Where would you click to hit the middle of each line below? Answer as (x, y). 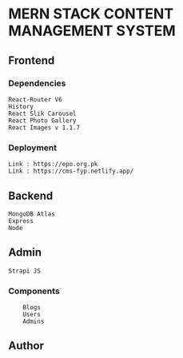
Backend (31, 195)
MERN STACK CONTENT (91, 14)
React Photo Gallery (43, 121)
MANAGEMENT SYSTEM (92, 31)
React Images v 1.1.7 (44, 127)
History (21, 106)
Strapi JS (25, 271)
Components (34, 291)
